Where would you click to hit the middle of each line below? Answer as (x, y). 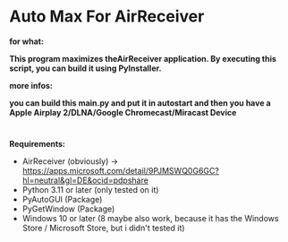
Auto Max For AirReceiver (107, 17)
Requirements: (37, 144)
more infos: (31, 85)
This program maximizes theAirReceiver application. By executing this (143, 58)
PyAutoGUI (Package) (62, 200)
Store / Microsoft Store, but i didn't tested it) (103, 228)
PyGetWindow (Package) (68, 209)
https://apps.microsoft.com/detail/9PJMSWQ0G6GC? (120, 171)
